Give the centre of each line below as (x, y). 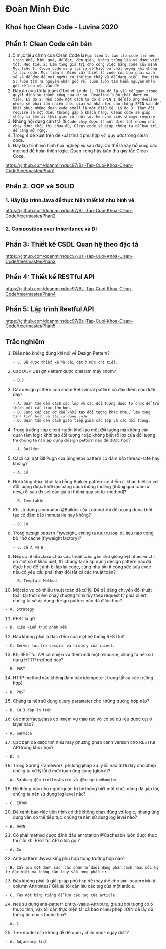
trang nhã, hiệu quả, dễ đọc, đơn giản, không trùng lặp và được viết (86, 60)
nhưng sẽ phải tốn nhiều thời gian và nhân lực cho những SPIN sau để (86, 104)
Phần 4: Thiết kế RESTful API (50, 277)
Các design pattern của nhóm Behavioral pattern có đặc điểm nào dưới (84, 390)
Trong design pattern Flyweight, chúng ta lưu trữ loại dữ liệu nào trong (83, 533)
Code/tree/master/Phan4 (31, 294)
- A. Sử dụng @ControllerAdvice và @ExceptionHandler (62, 780)
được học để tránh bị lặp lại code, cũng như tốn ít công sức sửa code (82, 567)
